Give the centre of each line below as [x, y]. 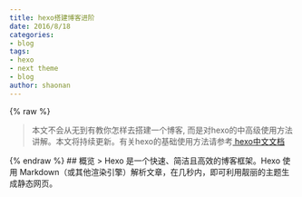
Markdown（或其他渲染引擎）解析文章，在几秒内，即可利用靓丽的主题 [151, 172]
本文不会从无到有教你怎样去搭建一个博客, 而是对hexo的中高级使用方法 [162, 130]
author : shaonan [40, 85]
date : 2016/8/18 [40, 26]
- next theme [34, 69]
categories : [32, 34]
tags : [19, 52]
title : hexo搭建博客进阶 [52, 18]
